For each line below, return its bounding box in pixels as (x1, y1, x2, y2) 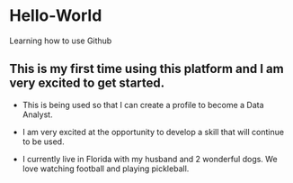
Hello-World (9, 5, 102, 26)
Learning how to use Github (9, 35, 112, 46)
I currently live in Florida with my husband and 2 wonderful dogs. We (22, 153, 278, 164)
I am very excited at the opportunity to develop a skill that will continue (22, 126, 285, 137)
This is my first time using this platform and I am (9, 61, 285, 77)
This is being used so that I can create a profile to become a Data (22, 99, 264, 110)
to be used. (22, 136, 65, 147)
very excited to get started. (9, 76, 165, 91)
